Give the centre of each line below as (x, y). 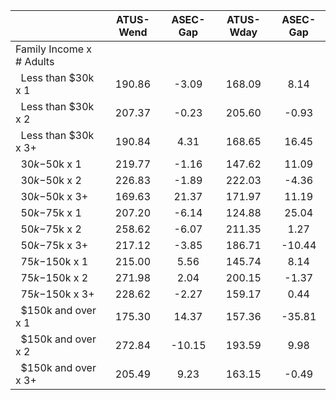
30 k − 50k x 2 (51, 180)
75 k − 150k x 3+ (57, 294)
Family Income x (54, 49)
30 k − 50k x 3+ (54, 196)
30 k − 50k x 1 (51, 164)
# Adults (35, 61)
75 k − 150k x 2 (54, 277)
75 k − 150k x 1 (54, 261)
